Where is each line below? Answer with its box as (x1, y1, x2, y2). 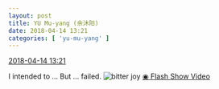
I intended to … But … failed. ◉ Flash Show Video (8, 71, 211, 81)
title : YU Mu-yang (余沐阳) (8, 19, 99, 27)
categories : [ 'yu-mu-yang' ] (8, 34, 110, 42)
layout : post (8, 11, 52, 20)
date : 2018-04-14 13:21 (8, 26, 89, 34)
